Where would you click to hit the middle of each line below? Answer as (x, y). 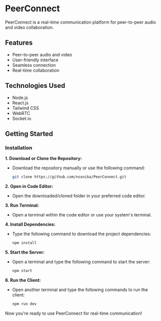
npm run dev (24, 304)
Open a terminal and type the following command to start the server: (81, 262)
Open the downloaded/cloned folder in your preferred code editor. (79, 196)
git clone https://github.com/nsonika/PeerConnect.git (69, 177)
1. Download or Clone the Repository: (44, 159)
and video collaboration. (29, 27)
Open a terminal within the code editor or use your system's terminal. (82, 215)
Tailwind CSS (25, 108)
